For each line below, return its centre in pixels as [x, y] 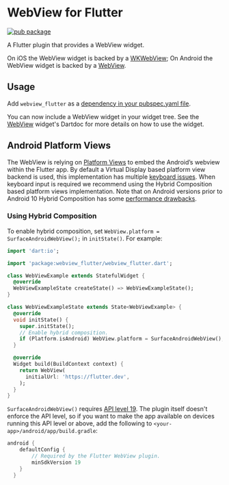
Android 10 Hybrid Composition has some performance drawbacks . [102, 198]
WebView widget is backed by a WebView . [67, 65]
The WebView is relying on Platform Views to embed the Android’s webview [113, 162]
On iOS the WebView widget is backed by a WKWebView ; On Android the [110, 58]
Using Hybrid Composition [52, 216]
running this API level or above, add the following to [80, 423]
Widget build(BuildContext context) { [69, 364]
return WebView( [43, 370]
